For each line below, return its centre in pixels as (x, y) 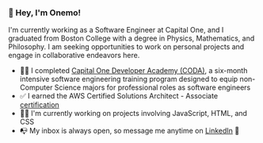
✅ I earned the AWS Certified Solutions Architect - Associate (119, 96)
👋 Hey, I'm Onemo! (45, 13)
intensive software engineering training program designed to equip (129, 79)
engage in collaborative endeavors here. (74, 56)
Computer (36, 87)
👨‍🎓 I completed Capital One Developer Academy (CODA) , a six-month (133, 71)
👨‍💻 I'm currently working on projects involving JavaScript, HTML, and (133, 114)
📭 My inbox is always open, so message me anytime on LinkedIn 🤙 (130, 131)
